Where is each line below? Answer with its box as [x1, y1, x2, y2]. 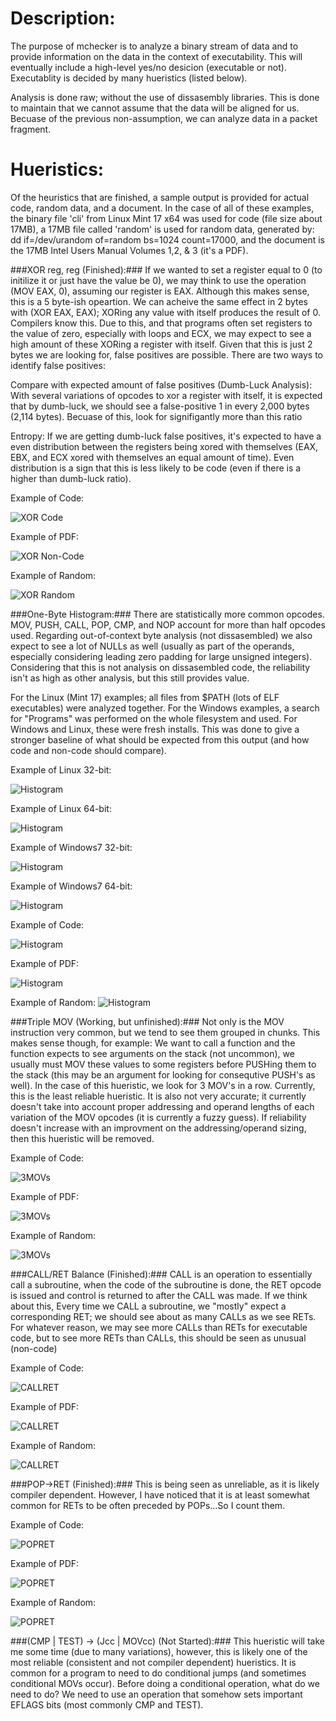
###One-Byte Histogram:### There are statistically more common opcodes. [10, 608, 325, 620]
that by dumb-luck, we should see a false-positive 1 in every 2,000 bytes [10, 400, 310, 412]
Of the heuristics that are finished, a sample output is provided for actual [10, 191, 310, 203]
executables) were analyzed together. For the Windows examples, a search [10, 702, 320, 714]
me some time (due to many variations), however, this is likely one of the [10, 1645, 308, 1657]
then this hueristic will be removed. [10, 1132, 155, 1144]
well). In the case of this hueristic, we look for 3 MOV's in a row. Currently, [10, 1079, 316, 1091]
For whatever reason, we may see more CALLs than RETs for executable [10, 1321, 308, 1333]
